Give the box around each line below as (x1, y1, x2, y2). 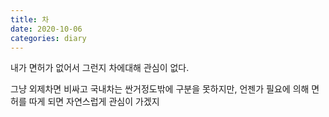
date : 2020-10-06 (10, 24, 83, 34)
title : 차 (10, 14, 50, 25)
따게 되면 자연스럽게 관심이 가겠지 (28, 96, 160, 108)
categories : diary (10, 33, 87, 43)
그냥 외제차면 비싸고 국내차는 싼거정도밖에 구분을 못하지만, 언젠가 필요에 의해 (10, 83, 310, 95)
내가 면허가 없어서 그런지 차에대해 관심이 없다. (10, 62, 190, 74)
